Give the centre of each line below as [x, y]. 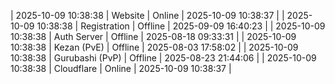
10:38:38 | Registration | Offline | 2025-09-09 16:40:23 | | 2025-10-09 [181, 26]
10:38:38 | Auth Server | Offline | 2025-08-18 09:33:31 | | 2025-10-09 [153, 36]
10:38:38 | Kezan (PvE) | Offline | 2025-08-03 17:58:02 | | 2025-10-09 [154, 47]
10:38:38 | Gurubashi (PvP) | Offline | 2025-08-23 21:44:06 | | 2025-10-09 [163, 58]
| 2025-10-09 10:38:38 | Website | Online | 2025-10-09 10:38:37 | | [147, 15]
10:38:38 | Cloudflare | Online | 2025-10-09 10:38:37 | [121, 68]
